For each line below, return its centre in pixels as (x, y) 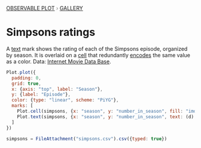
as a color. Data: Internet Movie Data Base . (59, 61)
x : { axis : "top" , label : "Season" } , (57, 89)
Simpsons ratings (51, 33)
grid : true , (27, 84)
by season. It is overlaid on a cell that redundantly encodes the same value (98, 55)
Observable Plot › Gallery (45, 8)
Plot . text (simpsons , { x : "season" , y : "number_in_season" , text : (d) (106, 117)
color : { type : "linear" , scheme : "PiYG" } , (65, 100)
